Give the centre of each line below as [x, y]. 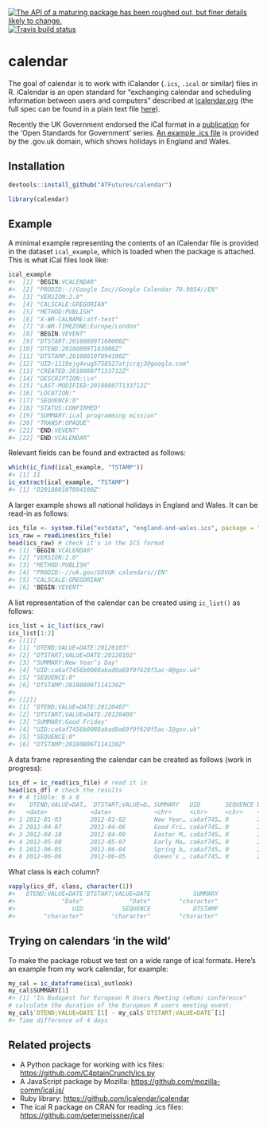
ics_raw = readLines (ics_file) [60, 535]
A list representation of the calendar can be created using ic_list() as [124, 603]
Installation [37, 166]
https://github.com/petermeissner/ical [82, 1115]
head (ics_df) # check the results [66, 790]
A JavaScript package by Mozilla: [74, 1081]
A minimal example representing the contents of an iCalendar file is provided [133, 243]
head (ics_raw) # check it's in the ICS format [87, 543]
